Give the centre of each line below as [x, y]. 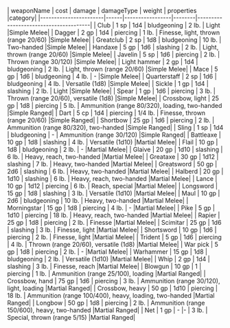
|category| [22, 18]
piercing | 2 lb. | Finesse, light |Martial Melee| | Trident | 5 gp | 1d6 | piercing [114, 237]
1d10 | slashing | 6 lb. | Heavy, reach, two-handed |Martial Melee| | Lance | [112, 178]
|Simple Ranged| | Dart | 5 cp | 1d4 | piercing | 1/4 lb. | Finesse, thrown [106, 113]
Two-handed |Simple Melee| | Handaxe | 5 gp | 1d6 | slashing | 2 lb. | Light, [113, 47]
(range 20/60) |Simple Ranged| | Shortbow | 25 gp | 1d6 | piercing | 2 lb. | [111, 120]
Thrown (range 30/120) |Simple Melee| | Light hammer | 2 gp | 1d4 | [103, 62]
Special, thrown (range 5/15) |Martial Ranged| [71, 317]
